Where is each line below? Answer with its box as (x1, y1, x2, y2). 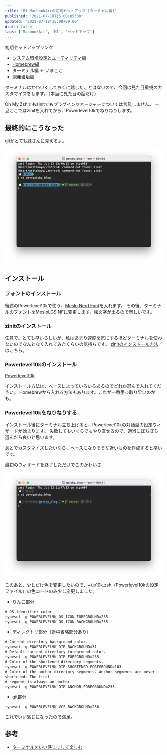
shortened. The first (5, 674, 50, 679)
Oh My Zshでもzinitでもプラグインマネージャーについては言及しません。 (5, 101, 154, 107)
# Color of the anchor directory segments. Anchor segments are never (5, 669, 155, 674)
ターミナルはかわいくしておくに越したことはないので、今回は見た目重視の (5, 84, 158, 90)
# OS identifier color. (5, 609, 55, 614)
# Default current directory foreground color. (5, 649, 106, 654)
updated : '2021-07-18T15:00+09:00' (5, 19, 79, 24)
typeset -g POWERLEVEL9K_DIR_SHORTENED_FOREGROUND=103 (5, 664, 122, 669)
